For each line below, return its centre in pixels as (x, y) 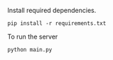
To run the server (33, 36)
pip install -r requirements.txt (57, 24)
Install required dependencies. (52, 10)
